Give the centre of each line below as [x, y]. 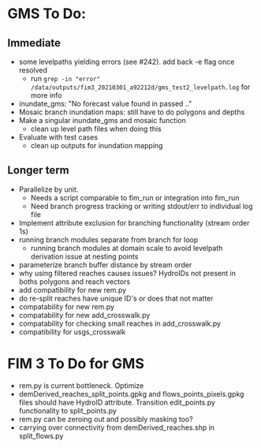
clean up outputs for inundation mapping [97, 146]
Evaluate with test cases [58, 137]
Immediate [34, 43]
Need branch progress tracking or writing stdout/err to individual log [142, 206]
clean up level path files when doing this [96, 129]
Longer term [38, 170]
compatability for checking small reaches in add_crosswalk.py [120, 323]
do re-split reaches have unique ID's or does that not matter [116, 298]
